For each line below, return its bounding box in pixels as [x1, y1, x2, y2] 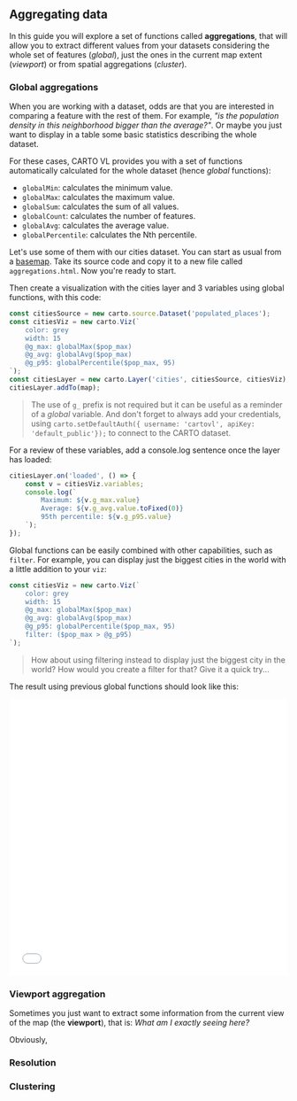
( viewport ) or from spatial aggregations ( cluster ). [9, 58, 187, 69]
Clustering [9, 1081, 56, 1092]
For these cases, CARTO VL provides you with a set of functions [9, 156, 243, 167]
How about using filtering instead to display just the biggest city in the [30, 655, 286, 665]
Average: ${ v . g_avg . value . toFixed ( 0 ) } [41, 504, 184, 513]
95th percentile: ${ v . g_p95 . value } [41, 513, 172, 522]
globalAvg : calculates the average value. [21, 221, 170, 231]
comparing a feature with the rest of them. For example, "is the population [9, 111, 279, 121]
